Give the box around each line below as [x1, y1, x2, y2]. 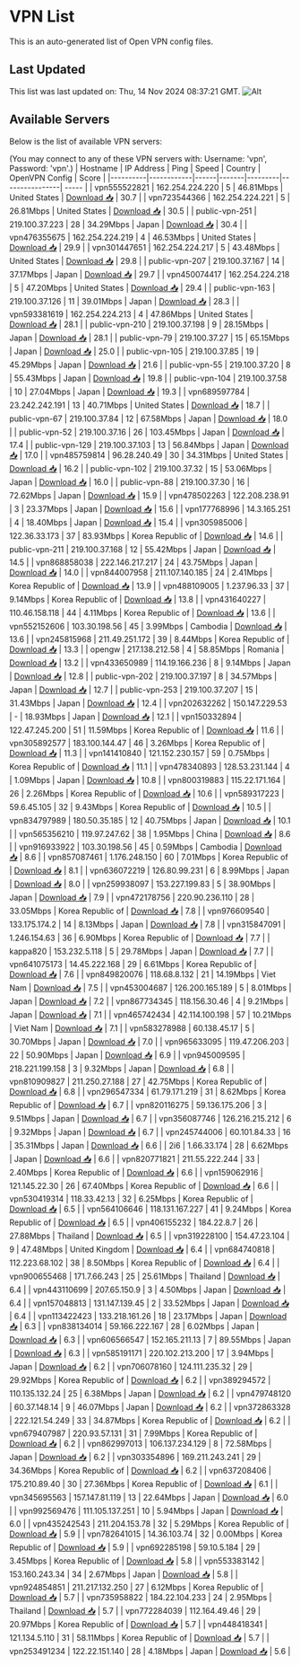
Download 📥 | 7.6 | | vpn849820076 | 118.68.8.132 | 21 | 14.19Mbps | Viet [9, 968, 276, 980]
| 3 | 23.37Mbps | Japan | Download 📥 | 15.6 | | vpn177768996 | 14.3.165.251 [9, 503, 291, 514]
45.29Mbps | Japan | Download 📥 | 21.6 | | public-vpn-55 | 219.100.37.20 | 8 [9, 359, 291, 370]
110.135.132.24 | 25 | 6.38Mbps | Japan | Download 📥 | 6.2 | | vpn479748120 [9, 1387, 291, 1398]
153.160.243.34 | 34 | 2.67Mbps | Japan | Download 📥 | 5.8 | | [9, 1569, 239, 1580]
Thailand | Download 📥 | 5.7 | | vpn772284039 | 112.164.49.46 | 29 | [9, 1605, 261, 1616]
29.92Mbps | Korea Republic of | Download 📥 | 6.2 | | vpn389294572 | [9, 1374, 271, 1385]
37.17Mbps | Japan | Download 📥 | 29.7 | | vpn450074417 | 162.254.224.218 [9, 269, 290, 279]
